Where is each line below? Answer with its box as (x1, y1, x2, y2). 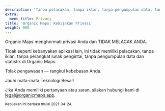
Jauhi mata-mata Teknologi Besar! (5, 78, 75, 84)
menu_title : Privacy (9, 16, 52, 21)
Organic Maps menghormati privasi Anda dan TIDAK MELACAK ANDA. (5, 39, 147, 44)
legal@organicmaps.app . (5, 92, 55, 98)
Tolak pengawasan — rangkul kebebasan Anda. (5, 68, 102, 74)
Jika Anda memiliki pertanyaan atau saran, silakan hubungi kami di (5, 87, 140, 93)
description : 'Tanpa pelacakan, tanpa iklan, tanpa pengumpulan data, (5, 7, 153, 12)
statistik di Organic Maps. (5, 59, 57, 65)
